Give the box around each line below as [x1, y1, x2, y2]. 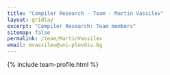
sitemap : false [7, 29, 51, 36]
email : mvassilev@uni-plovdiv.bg [7, 42, 103, 48]
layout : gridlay [7, 16, 53, 23]
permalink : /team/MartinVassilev [7, 35, 103, 42]
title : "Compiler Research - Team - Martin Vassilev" [7, 10, 165, 17]
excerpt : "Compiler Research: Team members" [7, 22, 136, 29]
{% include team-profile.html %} [7, 61, 99, 68]
